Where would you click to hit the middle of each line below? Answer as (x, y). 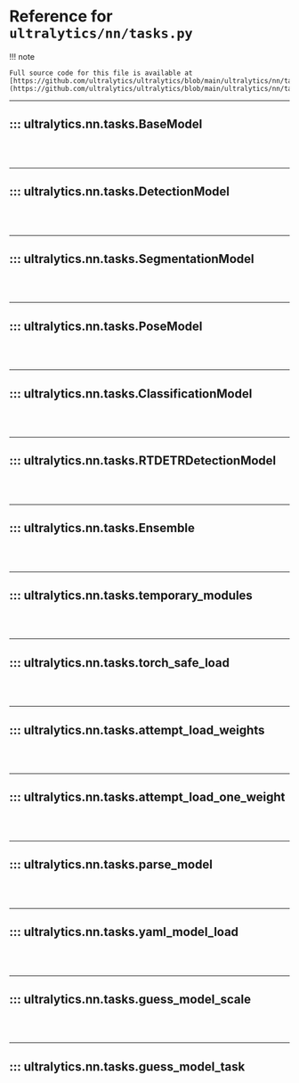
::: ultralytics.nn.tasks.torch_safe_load (119, 663)
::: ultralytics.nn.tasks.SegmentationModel (132, 259)
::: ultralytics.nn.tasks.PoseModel (106, 326)
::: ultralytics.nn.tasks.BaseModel (106, 124)
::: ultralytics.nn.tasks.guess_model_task (127, 1067)
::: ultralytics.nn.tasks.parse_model (111, 865)
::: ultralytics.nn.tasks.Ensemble (102, 528)
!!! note (22, 56)
